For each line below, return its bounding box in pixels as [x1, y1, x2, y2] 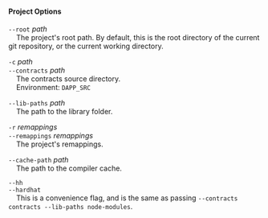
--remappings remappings [8, 131, 94, 141]
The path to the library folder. [15, 107, 113, 117]
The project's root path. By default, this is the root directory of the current [15, 33, 260, 43]
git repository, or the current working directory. [8, 41, 164, 51]
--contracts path [8, 65, 66, 76]
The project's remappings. [15, 139, 104, 149]
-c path [8, 57, 34, 67]
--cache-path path [8, 155, 69, 165]
